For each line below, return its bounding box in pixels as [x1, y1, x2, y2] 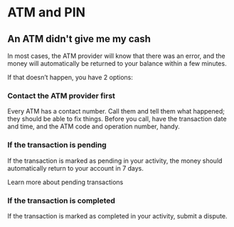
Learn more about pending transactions [7, 178, 124, 186]
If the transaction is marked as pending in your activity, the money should [7, 156, 223, 165]
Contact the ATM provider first [7, 91, 116, 101]
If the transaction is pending [7, 140, 107, 150]
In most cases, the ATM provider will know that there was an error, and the [7, 51, 225, 60]
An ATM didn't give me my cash [7, 33, 151, 45]
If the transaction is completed [7, 196, 116, 206]
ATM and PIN [7, 4, 86, 21]
